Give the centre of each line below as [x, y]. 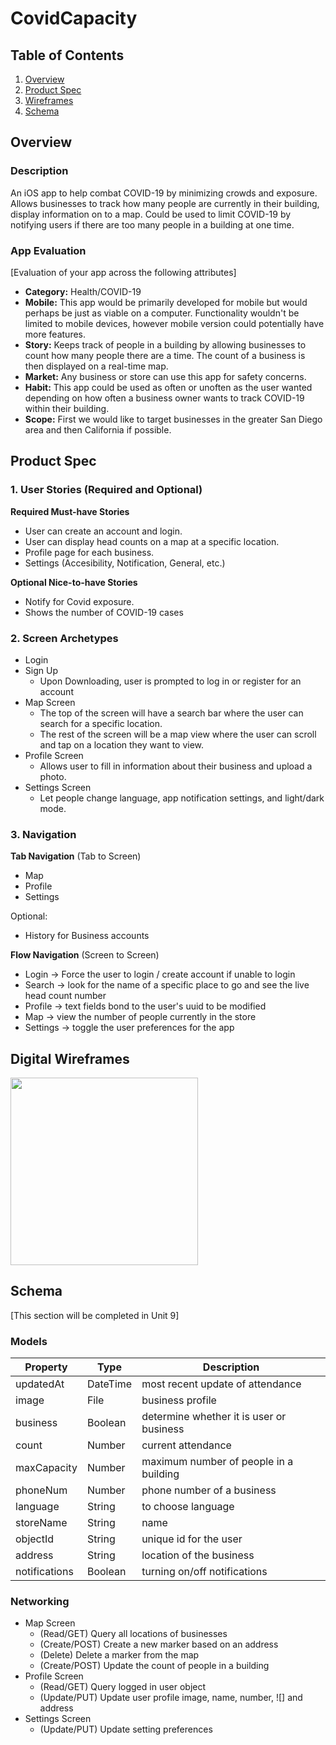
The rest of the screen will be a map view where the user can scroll [178, 734]
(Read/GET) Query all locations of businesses [133, 1634]
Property [46, 1367]
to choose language [188, 1507]
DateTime [109, 1384]
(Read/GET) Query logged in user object [123, 1687]
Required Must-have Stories [70, 511]
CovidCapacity [74, 18]
